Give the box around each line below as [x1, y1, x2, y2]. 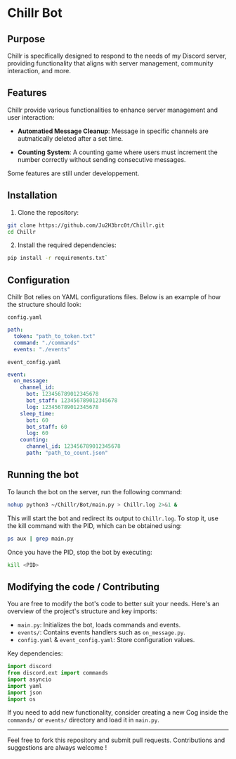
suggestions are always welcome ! [7, 744, 107, 752]
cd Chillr [7, 228, 37, 235]
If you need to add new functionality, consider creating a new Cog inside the [7, 708, 228, 717]
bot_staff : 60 [25, 423, 68, 430]
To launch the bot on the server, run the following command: [7, 487, 183, 496]
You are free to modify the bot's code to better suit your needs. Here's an [7, 600, 220, 608]
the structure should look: [7, 301, 82, 309]
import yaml [7, 682, 42, 689]
